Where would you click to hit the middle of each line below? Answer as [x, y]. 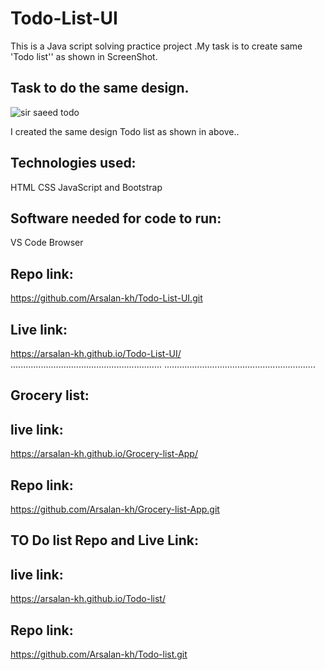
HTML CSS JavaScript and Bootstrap [86, 187]
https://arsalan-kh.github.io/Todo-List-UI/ [96, 353]
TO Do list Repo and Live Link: [105, 540]
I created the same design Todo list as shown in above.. [125, 131]
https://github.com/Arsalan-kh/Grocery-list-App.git [115, 509]
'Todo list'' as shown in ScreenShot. [84, 56]
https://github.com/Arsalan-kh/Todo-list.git [99, 654]
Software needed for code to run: [116, 218]
